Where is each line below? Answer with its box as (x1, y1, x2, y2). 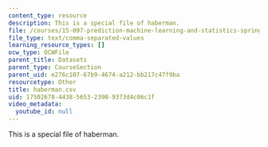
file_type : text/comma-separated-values (8, 33, 145, 42)
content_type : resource (8, 11, 88, 20)
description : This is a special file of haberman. (8, 19, 180, 27)
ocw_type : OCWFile (8, 48, 69, 56)
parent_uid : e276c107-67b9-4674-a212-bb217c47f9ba (8, 71, 180, 79)
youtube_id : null (15, 108, 73, 116)
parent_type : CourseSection (8, 64, 102, 72)
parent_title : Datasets (8, 56, 88, 64)
